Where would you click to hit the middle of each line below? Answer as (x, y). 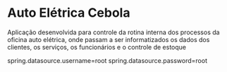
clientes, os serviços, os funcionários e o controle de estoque (97, 47)
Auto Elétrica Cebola (69, 13)
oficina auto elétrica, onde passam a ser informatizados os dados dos (109, 39)
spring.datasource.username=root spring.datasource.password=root (108, 60)
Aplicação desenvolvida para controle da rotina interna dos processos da (114, 32)
